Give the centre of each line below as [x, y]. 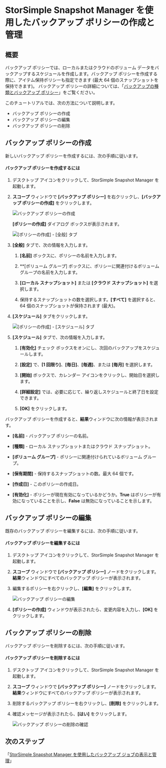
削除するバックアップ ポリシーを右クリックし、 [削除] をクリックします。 [86, 704]
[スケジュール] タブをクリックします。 [51, 316]
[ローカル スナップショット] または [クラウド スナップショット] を [87, 283]
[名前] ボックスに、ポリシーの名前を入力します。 [69, 256]
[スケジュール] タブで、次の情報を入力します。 [60, 337]
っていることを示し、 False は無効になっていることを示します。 [90, 501]
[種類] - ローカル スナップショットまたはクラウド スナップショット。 [83, 446]
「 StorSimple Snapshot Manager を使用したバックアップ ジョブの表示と [79, 754]
